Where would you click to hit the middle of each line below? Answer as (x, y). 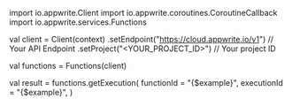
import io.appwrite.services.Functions (78, 22)
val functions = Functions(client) (68, 66)
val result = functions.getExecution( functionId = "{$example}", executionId (146, 83)
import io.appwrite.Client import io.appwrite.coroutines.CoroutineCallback (143, 13)
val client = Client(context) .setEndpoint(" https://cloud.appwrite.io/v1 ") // (142, 39)
